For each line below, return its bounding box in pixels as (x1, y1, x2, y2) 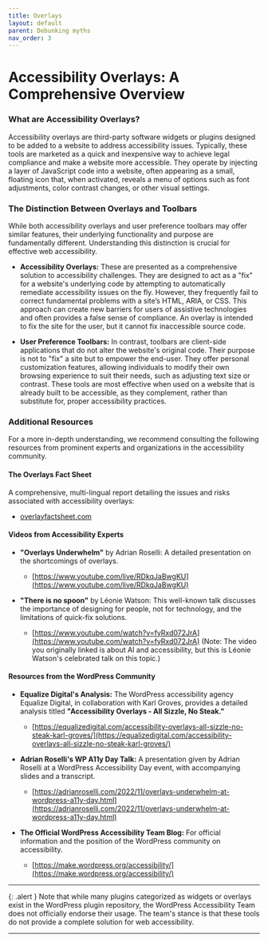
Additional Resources (8, 416, 93, 427)
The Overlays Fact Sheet (8, 469, 92, 479)
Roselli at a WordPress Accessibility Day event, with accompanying (19, 762, 241, 772)
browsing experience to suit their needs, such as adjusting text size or (19, 371, 250, 380)
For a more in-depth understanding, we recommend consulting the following (8, 435, 259, 444)
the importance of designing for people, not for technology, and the (19, 604, 242, 614)
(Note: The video (201, 636, 257, 646)
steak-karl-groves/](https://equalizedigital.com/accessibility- (31, 730, 233, 740)
